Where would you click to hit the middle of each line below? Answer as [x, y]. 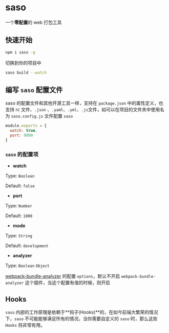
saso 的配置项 [22, 154]
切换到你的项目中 [23, 63]
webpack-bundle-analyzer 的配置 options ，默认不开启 [63, 276]
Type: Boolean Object [27, 266]
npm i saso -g [20, 52]
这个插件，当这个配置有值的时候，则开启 [68, 283]
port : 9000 [22, 135]
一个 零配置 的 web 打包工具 [34, 22]
